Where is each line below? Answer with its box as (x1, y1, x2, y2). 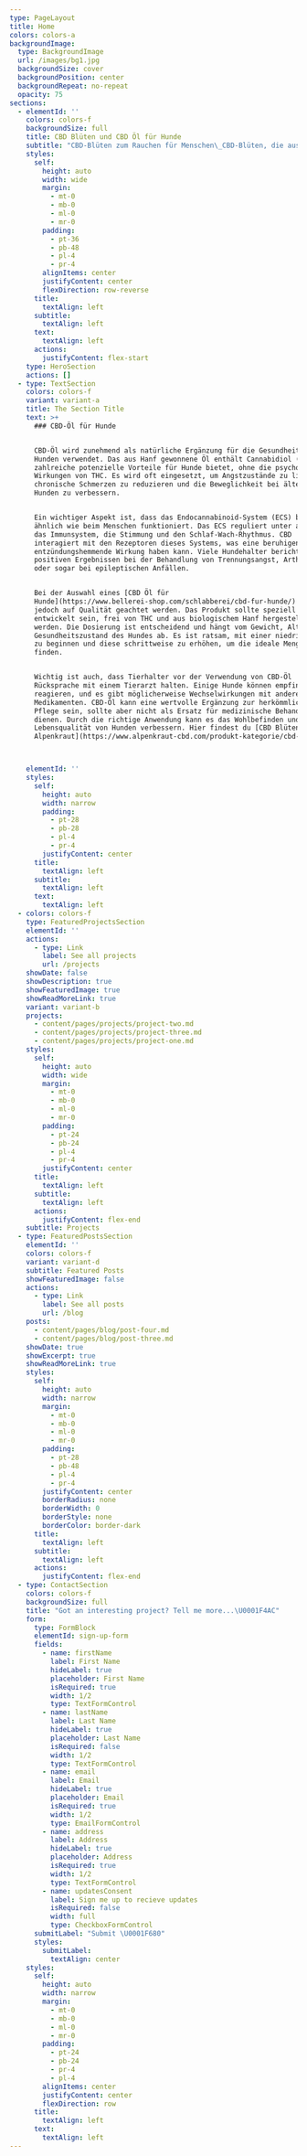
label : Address (49, 1835, 108, 1845)
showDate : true (26, 1342, 84, 1351)
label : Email (49, 1776, 101, 1786)
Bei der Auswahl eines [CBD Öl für (33, 589, 170, 598)
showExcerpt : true (26, 1350, 96, 1361)
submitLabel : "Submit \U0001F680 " (33, 1929, 166, 1938)
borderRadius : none (42, 1496, 117, 1505)
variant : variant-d (26, 1257, 101, 1266)
